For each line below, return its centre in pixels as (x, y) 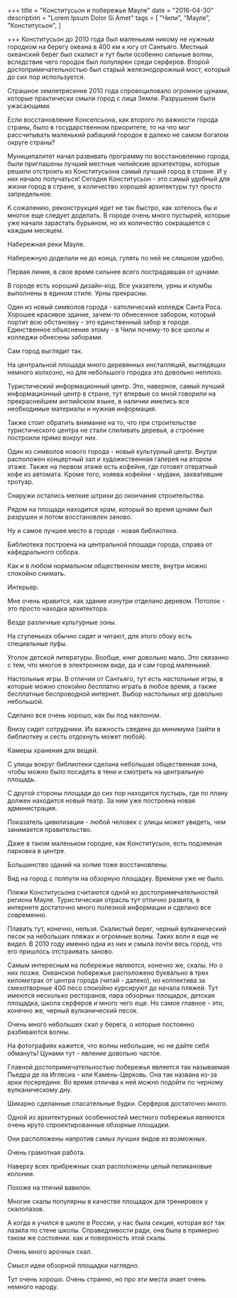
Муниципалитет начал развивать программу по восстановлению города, (119, 156)
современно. (27, 915)
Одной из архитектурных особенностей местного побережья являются (116, 1117)
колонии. (21, 1174)
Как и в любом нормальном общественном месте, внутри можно (107, 566)
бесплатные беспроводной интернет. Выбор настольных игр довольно (115, 694)
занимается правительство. (50, 829)
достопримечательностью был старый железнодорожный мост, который (119, 69)
